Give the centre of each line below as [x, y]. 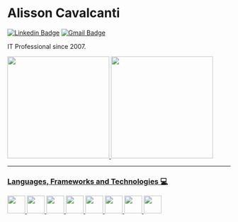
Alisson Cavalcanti [64, 13]
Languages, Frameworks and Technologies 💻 [87, 181]
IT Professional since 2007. [47, 46]
